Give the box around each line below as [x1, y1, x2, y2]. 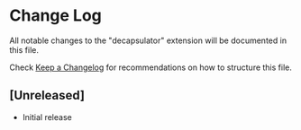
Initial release [22, 111, 72, 122]
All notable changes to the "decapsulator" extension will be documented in [9, 35, 287, 46]
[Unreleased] [9, 88, 86, 103]
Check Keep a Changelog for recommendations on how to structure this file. [9, 62, 293, 73]
